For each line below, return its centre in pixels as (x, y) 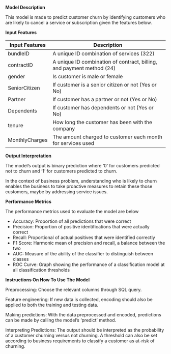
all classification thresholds (41, 270)
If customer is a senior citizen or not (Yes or (105, 85)
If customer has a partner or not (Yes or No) (105, 99)
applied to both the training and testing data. (52, 305)
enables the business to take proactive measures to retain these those (79, 186)
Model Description (25, 7)
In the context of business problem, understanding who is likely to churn (81, 181)
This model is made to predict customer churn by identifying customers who (85, 17)
